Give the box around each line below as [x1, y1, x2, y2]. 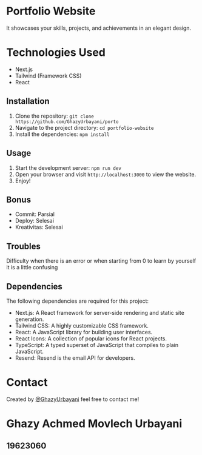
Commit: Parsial [15, 211, 55, 218]
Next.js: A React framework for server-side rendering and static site [15, 309, 185, 316]
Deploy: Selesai [15, 217, 55, 224]
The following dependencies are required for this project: [6, 297, 149, 305]
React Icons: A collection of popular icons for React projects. [15, 335, 167, 342]
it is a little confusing [6, 264, 58, 271]
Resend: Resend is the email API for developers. [15, 354, 135, 362]
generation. [15, 315, 44, 323]
